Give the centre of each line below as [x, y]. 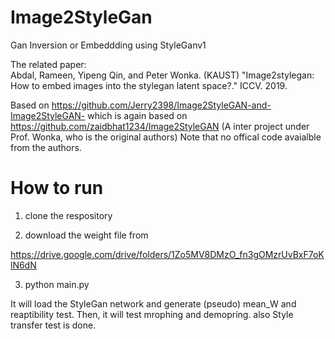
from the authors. [46, 147]
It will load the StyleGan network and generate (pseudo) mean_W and [153, 303]
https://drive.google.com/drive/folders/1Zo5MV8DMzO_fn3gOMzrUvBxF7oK [167, 254]
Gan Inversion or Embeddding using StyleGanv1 [108, 45]
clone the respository [68, 215]
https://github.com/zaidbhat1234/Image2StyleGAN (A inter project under [160, 126]
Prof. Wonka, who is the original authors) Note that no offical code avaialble [166, 137]
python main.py [57, 284]
